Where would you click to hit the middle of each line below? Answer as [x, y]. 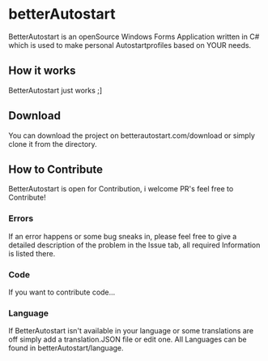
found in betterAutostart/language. [66, 348]
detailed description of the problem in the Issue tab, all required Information [134, 245]
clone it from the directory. [53, 144]
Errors [21, 218]
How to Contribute [56, 169]
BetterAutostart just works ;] [55, 90]
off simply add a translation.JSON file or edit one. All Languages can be [128, 340]
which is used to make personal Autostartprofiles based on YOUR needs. [130, 45]
